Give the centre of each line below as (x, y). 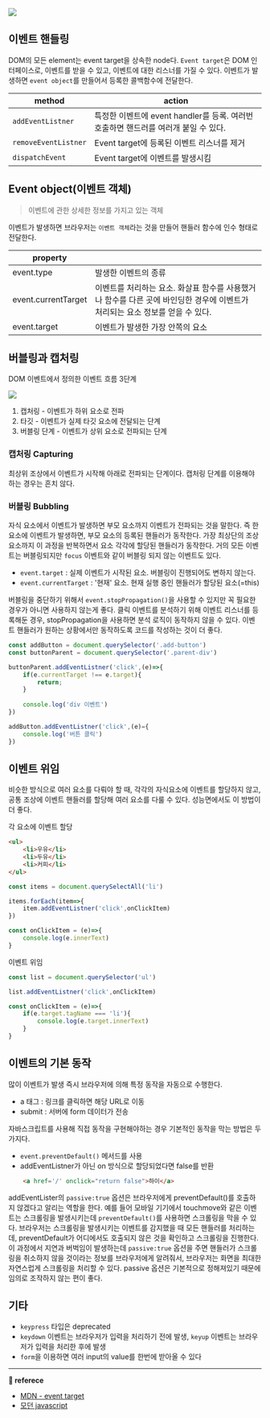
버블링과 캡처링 (44, 358)
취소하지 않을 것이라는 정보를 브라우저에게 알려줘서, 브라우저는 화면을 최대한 (142, 1258)
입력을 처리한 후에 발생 (71, 1347)
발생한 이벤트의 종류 (131, 272)
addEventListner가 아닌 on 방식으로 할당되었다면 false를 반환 (117, 1166)
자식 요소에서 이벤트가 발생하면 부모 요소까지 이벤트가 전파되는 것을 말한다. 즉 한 (134, 525)
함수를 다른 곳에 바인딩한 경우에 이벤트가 (176, 300)
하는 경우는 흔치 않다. (41, 483)
